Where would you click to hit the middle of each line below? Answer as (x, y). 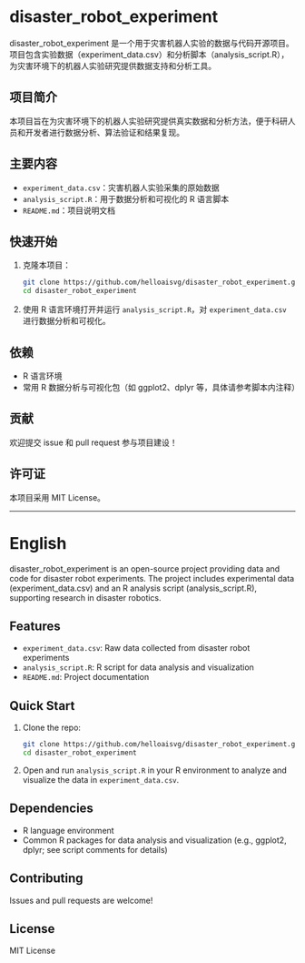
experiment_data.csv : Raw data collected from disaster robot (136, 648)
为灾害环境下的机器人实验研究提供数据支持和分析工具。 (113, 66)
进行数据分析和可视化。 (66, 321)
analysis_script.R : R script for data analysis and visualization (138, 667)
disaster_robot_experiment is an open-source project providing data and (145, 568)
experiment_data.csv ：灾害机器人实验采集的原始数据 (121, 188)
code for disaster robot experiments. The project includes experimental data (152, 578)
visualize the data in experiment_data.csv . (101, 779)
